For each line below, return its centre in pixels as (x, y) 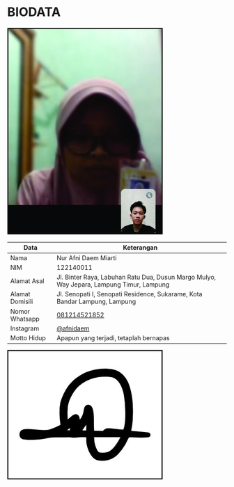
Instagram (25, 328)
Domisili (22, 302)
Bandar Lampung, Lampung (96, 302)
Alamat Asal (27, 281)
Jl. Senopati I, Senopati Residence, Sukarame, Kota (130, 294)
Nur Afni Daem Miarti (87, 257)
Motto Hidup (28, 338)
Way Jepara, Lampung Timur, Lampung (113, 285)
